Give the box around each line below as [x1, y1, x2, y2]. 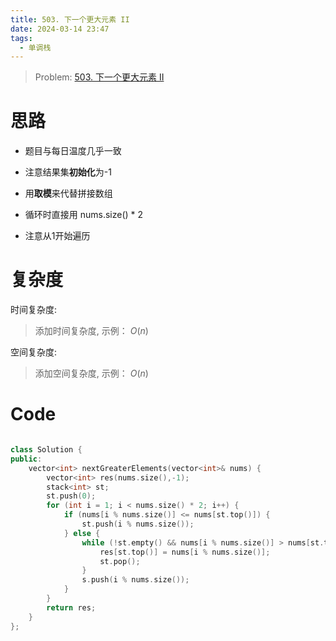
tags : [10, 33, 33, 43]
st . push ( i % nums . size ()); [81, 519, 195, 530]
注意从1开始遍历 [24, 230, 91, 242]
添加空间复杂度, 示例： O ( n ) [34, 367, 149, 380]
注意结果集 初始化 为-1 [24, 166, 112, 178]
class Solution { [10, 445, 83, 455]
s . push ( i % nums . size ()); [81, 575, 190, 585]
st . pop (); [99, 556, 141, 566]
